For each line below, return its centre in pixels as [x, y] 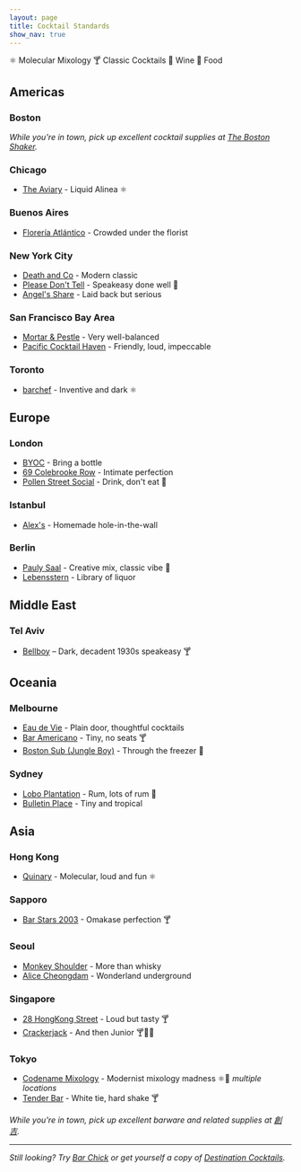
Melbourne [34, 708]
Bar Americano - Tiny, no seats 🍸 [84, 738]
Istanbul [28, 506]
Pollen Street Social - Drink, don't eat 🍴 [95, 482]
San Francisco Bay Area [62, 317]
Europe [30, 417]
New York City [41, 255]
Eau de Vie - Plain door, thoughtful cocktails [103, 727]
